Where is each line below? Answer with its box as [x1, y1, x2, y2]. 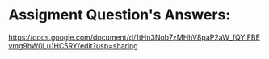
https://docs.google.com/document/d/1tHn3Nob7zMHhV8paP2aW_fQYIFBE [8, 32, 261, 42]
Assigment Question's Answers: [8, 6, 231, 24]
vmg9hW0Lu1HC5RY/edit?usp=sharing [8, 40, 139, 50]
